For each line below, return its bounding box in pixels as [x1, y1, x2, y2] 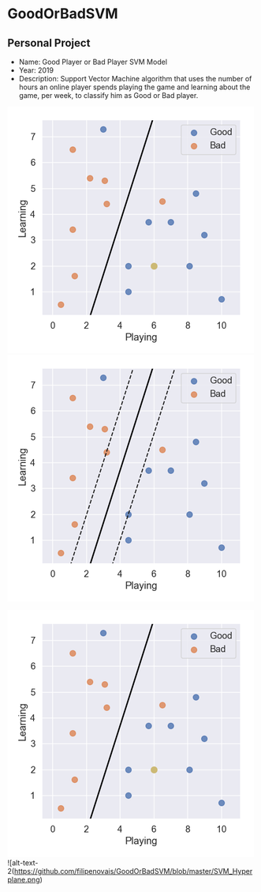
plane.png [7, 875, 40, 884]
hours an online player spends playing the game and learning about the [18, 82, 251, 92]
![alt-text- [7, 858, 39, 868]
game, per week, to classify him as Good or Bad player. [18, 91, 199, 100]
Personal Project [7, 36, 91, 50]
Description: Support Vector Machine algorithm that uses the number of [18, 74, 252, 83]
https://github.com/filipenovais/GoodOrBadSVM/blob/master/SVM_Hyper [13, 867, 253, 875]
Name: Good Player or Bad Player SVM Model [18, 57, 167, 66]
